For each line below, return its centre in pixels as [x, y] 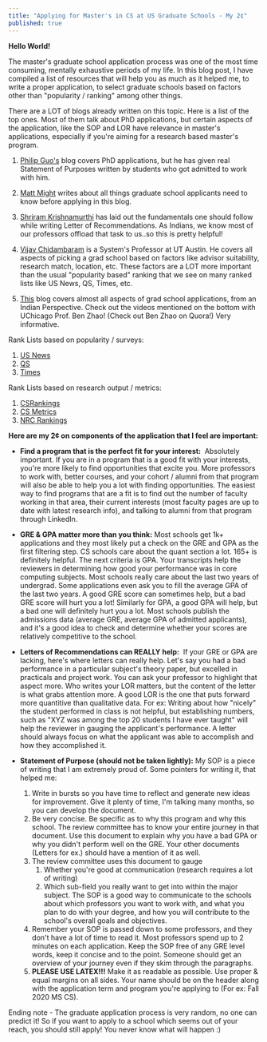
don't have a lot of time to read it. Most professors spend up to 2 [138, 937]
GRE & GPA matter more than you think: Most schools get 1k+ [122, 534]
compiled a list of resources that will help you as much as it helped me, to [129, 78]
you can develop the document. [84, 810]
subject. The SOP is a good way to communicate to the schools [148, 895]
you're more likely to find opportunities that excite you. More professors [137, 467]
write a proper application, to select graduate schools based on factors [125, 87]
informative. [39, 324]
